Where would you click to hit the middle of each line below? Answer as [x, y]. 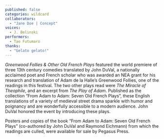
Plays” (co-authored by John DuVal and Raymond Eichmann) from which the [82, 126]
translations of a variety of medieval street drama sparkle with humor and [79, 101]
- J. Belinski [24, 32]
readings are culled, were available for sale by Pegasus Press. [67, 131]
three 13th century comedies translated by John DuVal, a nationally [72, 69]
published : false [23, 10]
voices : [13, 28]
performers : [17, 37]
